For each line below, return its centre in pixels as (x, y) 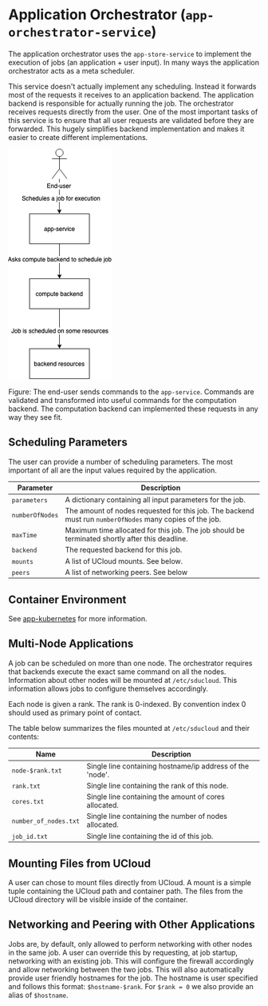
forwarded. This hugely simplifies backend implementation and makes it (126, 129)
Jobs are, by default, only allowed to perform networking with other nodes (130, 944)
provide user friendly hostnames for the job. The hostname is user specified (133, 978)
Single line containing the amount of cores (156, 796)
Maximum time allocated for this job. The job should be (155, 530)
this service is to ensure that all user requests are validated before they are (131, 120)
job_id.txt (30, 836)
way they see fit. (35, 417)
